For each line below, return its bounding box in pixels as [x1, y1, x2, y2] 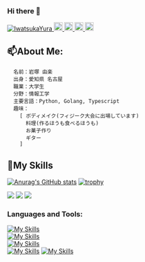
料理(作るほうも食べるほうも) [25, 120, 99, 127]
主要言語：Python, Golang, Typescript [13, 98, 119, 105]
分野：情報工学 [13, 91, 50, 97]
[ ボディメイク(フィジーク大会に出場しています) [19, 113, 139, 120]
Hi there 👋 [7, 6, 41, 16]
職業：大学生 [13, 83, 45, 91]
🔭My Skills [7, 159, 53, 171]
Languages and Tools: [7, 209, 83, 218]
